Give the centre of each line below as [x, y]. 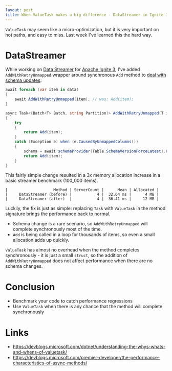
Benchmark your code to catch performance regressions [73, 301]
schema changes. [24, 266]
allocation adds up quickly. [41, 240]
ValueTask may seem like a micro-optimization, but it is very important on [82, 29]
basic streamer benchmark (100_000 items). [52, 181]
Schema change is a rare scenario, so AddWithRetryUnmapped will [80, 224]
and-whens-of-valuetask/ [40, 352]
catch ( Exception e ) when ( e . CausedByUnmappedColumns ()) [77, 142]
